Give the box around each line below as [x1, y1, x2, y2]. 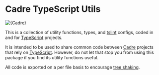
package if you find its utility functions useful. [5, 54, 99, 60]
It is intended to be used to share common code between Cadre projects [5, 44, 154, 50]
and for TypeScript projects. [5, 35, 63, 40]
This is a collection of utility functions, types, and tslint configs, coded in [5, 29, 154, 35]
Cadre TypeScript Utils [5, 3, 101, 15]
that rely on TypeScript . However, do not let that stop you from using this [5, 49, 154, 55]
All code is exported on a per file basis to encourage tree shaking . [5, 64, 140, 70]
